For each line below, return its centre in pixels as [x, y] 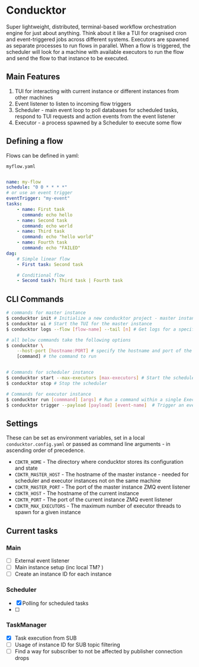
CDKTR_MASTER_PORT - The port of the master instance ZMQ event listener [102, 487]
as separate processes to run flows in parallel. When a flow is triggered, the [98, 46]
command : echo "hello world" [58, 237]
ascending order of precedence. [46, 450]
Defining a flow [35, 141]
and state [26, 468]
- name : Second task [42, 220]
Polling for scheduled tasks [55, 603]
